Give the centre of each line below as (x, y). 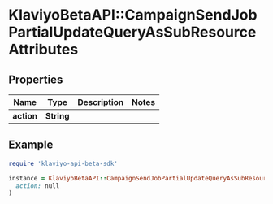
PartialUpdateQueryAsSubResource (132, 32)
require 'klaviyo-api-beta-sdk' (63, 163)
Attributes (43, 50)
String (57, 116)
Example (31, 145)
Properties (36, 79)
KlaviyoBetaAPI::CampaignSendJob (133, 15)
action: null (38, 186)
